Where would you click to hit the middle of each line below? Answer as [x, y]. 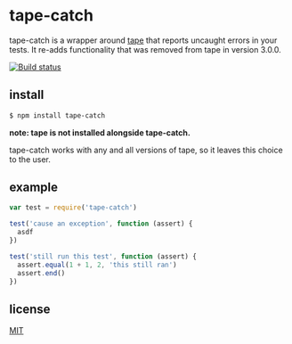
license [30, 309]
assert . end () [41, 273]
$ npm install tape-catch [57, 115]
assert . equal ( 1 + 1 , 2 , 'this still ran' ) [97, 265]
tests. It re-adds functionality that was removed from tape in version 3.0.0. [146, 49]
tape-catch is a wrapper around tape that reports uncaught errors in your [143, 40]
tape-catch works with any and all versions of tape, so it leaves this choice [146, 150]
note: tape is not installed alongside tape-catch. [100, 132]
